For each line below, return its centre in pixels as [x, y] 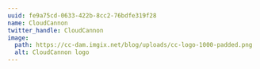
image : [18, 38]
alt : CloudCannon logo [52, 52]
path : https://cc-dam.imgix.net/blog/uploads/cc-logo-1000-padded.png [134, 45]
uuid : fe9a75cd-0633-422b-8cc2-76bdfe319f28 [82, 15]
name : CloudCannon [38, 23]
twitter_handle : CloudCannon [55, 30]
